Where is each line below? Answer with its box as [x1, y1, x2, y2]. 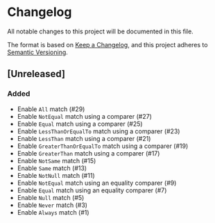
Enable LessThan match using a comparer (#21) [17, 134, 151, 142]
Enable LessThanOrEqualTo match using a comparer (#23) [17, 126, 180, 135]
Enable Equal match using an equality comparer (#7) [17, 185, 167, 195]
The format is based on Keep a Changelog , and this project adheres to [7, 40, 208, 49]
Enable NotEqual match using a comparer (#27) [17, 112, 153, 120]
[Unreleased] [7, 68, 66, 80]
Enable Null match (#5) [17, 193, 85, 201]
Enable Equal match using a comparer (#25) [17, 119, 144, 128]
